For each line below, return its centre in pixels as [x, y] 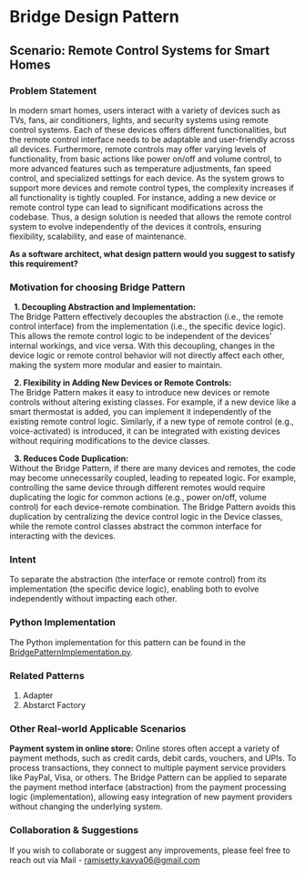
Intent [23, 560]
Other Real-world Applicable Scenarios [98, 728]
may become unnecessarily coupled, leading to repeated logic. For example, [153, 478]
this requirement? [44, 263]
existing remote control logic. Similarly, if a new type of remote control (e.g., [152, 422]
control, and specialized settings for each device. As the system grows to [147, 178]
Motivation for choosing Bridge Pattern [97, 287]
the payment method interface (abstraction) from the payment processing [148, 787]
